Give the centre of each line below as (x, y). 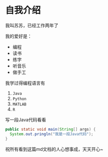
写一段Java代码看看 (26, 120)
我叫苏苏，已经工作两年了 (32, 25)
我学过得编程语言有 (25, 83)
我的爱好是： (18, 36)
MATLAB (19, 104)
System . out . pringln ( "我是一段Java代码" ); (52, 134)
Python (19, 99)
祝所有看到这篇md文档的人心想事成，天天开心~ (54, 149)
